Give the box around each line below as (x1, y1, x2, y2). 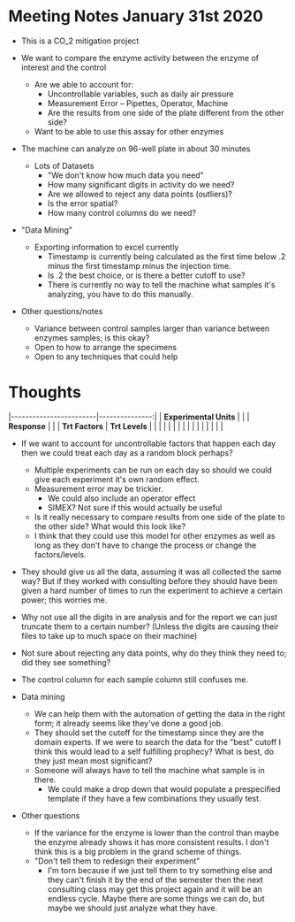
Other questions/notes (20, 305, 103, 316)
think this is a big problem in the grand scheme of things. (34, 846, 242, 857)
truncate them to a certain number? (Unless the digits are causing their (20, 621, 279, 632)
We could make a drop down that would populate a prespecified (47, 783, 281, 794)
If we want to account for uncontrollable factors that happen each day (20, 438, 276, 449)
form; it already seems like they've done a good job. (34, 718, 223, 728)
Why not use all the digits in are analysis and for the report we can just (20, 611, 277, 622)
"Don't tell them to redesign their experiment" (34, 856, 200, 866)
